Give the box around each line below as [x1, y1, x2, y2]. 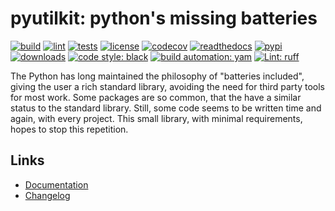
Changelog [24, 189, 71, 201]
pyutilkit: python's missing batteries [10, 7, 318, 30]
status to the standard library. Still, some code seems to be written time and [10, 102, 322, 114]
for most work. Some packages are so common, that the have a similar [10, 91, 302, 103]
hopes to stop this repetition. [10, 123, 129, 135]
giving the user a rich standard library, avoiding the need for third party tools [10, 80, 325, 92]
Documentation [24, 178, 89, 191]
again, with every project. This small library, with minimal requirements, [10, 112, 303, 124]
